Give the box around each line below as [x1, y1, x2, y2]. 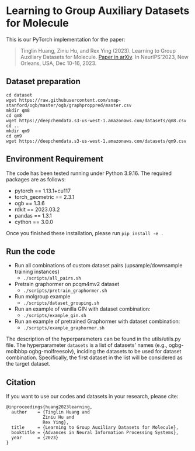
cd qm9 [6, 133, 22, 139]
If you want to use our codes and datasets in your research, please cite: [6, 393, 179, 400]
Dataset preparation [6, 77, 81, 87]
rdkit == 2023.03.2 [14, 206, 60, 213]
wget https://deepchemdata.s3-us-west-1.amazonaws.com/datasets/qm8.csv [6, 118, 187, 123]
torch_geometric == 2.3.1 [14, 193, 75, 200]
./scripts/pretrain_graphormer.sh [23, 288, 107, 294]
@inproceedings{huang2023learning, [6, 404, 93, 410]
